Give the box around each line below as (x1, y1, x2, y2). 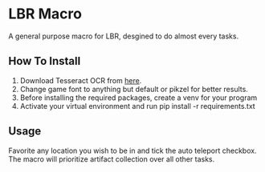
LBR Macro (8, 5, 83, 23)
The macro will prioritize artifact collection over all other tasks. (8, 154, 215, 164)
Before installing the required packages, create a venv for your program (19, 93, 258, 102)
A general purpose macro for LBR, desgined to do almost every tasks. (8, 31, 239, 41)
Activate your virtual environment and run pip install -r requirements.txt (19, 101, 255, 110)
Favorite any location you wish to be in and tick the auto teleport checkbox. (8, 146, 257, 155)
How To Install (8, 54, 81, 68)
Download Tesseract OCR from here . (19, 75, 142, 85)
